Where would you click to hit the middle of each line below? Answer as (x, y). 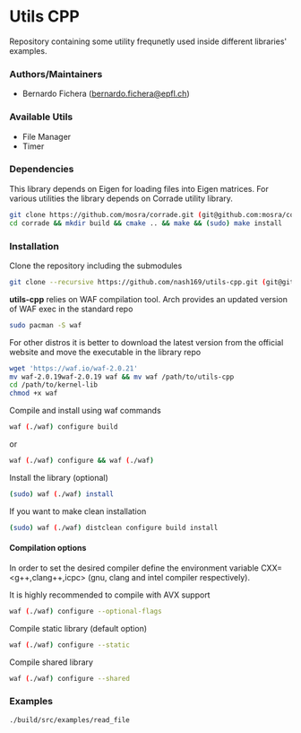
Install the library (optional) (59, 477)
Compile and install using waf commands (85, 411)
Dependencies (42, 170)
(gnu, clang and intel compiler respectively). (169, 577)
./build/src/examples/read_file (69, 720)
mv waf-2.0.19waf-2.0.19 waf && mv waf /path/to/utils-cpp (122, 377)
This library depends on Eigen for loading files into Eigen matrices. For (139, 188)
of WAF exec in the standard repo (71, 309)
